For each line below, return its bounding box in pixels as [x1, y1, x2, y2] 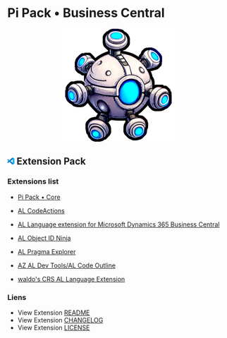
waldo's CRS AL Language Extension [17, 274, 125, 283]
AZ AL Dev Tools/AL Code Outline [17, 261, 116, 270]
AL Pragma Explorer [17, 247, 76, 255]
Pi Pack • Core [17, 193, 61, 201]
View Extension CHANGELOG [17, 315, 104, 324]
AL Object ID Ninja [17, 234, 71, 242]
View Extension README [17, 308, 90, 317]
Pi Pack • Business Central [7, 5, 165, 21]
